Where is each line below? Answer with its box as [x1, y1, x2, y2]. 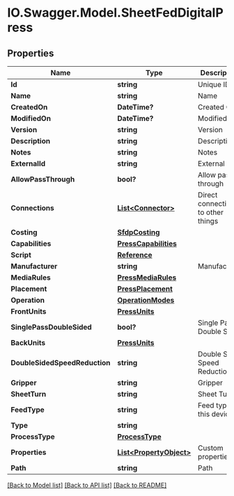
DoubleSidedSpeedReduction [10, 358, 111, 367]
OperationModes [117, 296, 175, 305]
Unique [197, 80, 221, 89]
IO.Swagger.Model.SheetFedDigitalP [7, 5, 224, 21]
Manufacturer [10, 262, 58, 271]
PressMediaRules [117, 273, 177, 282]
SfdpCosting [117, 227, 160, 237]
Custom [197, 443, 224, 453]
